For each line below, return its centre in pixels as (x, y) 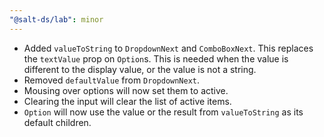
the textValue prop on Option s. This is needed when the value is (156, 58)
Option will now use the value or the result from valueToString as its (163, 112)
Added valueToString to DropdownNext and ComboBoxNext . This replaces (168, 48)
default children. (57, 122)
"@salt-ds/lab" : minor (56, 19)
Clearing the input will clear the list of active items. (127, 101)
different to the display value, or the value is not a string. (140, 69)
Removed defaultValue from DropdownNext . (112, 80)
